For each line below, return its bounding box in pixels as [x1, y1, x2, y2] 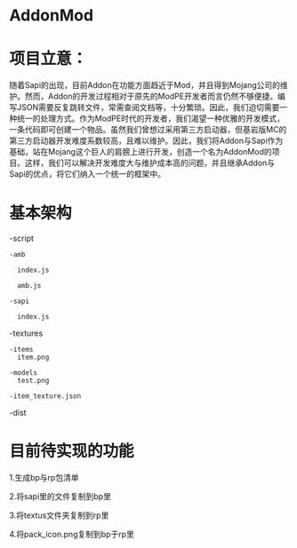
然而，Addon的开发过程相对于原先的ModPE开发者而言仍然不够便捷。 [24, 91, 278, 102]
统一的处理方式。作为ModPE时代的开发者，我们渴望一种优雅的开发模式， [16, 113, 285, 124]
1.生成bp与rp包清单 [9, 473, 79, 482]
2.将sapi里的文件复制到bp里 [9, 491, 111, 502]
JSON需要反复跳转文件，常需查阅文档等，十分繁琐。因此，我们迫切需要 [16, 102, 280, 113]
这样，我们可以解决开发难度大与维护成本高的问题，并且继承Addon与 [24, 157, 276, 169]
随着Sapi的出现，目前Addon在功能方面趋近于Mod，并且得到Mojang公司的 [9, 80, 281, 91]
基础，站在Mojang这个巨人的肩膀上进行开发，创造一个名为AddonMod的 [9, 147, 273, 157]
